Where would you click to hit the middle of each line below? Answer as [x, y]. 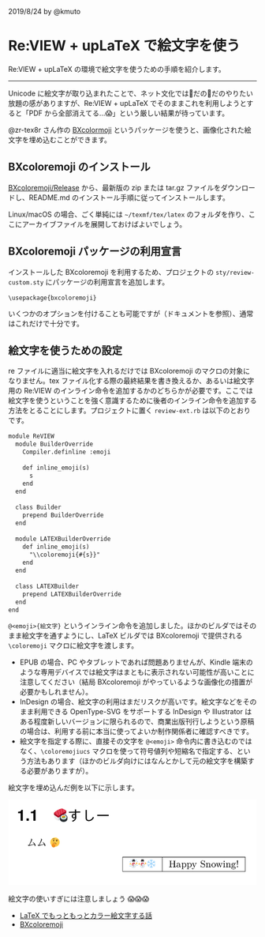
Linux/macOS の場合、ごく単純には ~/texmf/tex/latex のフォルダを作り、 [129, 214]
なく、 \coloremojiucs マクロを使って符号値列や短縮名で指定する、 [128, 751]
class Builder [38, 508]
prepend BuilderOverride [63, 516]
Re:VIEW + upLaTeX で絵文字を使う [124, 46]
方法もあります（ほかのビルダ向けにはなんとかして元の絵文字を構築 [137, 761]
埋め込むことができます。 [70, 139]
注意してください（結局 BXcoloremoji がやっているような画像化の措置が [136, 682]
